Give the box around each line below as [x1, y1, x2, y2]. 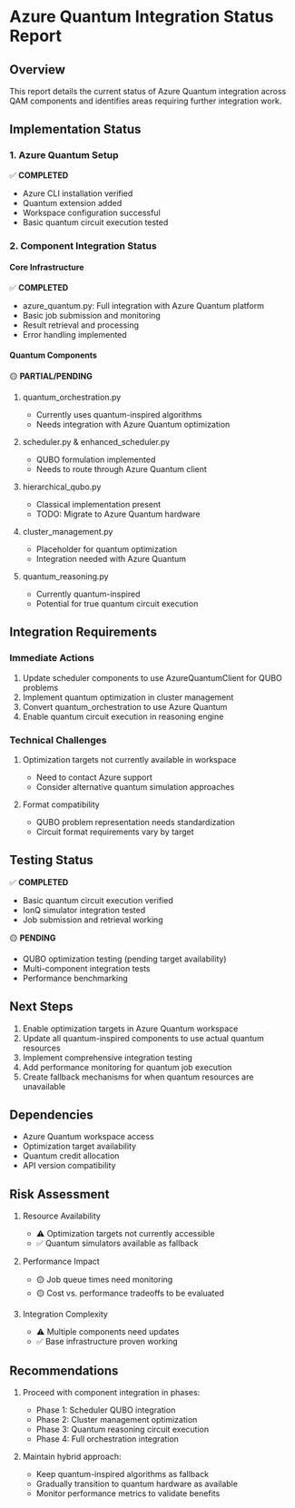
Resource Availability [22, 1210, 102, 1222]
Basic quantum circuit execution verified [22, 894, 174, 905]
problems [22, 682, 59, 693]
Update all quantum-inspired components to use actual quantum [22, 1032, 265, 1043]
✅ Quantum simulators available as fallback [35, 1237, 199, 1249]
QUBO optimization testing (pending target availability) [22, 953, 227, 964]
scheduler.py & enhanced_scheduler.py [22, 437, 171, 448]
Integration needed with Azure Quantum [35, 554, 187, 565]
